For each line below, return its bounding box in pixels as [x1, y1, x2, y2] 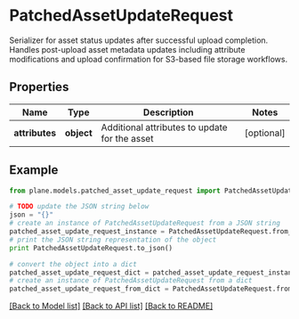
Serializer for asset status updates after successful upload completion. [9, 35, 269, 45]
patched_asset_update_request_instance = [9, 227, 166, 236]
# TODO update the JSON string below [9, 202, 149, 211]
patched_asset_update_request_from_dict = [9, 284, 169, 294]
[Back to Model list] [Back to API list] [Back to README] [9, 300, 214, 312]
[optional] [244, 127, 286, 139]
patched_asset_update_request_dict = [9, 268, 149, 277]
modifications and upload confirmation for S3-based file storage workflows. [9, 53, 287, 64]
